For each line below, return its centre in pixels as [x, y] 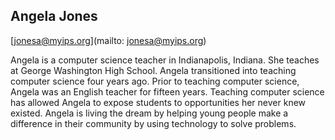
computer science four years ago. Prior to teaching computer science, [155, 81]
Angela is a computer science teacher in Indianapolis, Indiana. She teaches [165, 60]
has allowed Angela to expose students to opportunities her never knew [158, 102]
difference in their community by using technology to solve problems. [153, 123]
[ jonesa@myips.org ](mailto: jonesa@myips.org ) [108, 40]
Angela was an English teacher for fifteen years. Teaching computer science [167, 91]
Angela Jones [54, 16]
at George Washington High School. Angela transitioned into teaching [153, 70]
